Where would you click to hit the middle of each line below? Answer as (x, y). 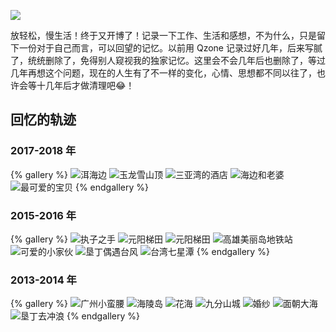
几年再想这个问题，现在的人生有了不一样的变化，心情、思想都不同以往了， (163, 73)
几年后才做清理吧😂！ (89, 85)
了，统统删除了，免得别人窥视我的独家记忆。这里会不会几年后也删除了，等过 (168, 60)
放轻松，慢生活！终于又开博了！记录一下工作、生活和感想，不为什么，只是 (163, 35)
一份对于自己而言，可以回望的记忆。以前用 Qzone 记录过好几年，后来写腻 (170, 48)
